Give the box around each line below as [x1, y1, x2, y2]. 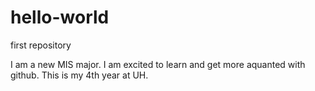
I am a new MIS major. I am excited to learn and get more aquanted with [10, 58, 306, 70]
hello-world [10, 6, 110, 29]
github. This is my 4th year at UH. [10, 69, 149, 81]
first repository [10, 39, 72, 51]
